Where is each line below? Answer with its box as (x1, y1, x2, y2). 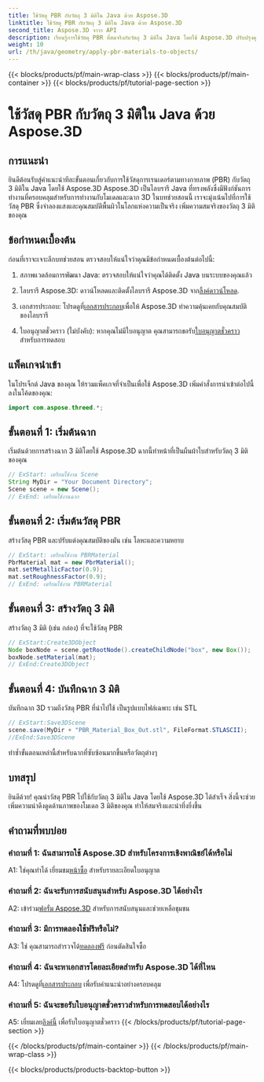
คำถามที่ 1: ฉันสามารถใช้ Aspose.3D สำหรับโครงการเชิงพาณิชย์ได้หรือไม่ (8, 847, 233, 858)
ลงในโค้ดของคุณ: (8, 388, 53, 397)
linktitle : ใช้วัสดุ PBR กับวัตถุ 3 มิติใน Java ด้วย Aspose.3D (8, 19, 182, 27)
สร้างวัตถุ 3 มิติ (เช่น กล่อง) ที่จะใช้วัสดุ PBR (8, 623, 123, 632)
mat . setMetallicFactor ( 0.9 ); (8, 565, 104, 574)
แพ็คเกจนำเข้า (8, 359, 61, 372)
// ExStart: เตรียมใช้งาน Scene (8, 471, 99, 479)
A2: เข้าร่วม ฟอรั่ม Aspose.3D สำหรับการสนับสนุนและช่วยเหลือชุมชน (8, 904, 190, 913)
